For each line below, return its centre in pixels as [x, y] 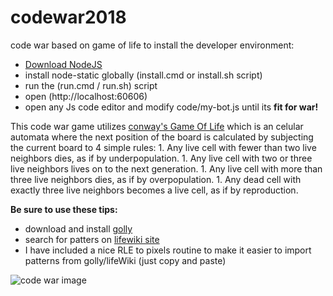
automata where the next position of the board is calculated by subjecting [162, 137]
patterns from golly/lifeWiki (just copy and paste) [125, 260]
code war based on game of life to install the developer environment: [152, 45]
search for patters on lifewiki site [92, 239]
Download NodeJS [63, 64]
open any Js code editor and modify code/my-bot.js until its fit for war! [171, 107]
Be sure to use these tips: [64, 209]
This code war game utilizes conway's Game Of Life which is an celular [157, 126]
